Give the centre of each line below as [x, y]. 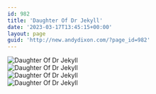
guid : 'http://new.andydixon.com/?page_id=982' [79, 40]
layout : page [27, 34]
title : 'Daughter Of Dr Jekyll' [55, 20]
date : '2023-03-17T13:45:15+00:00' [60, 27]
